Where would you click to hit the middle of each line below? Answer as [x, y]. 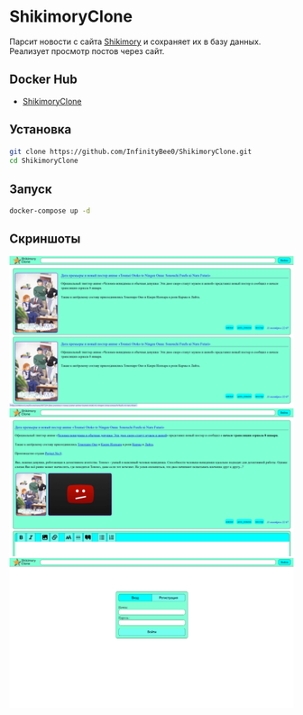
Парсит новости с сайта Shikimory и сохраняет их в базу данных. [135, 41]
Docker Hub [44, 80]
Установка [41, 129]
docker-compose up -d [50, 211]
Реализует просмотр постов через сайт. [87, 50]
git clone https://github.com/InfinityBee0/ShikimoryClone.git [131, 151]
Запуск [31, 189]
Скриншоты [45, 239]
